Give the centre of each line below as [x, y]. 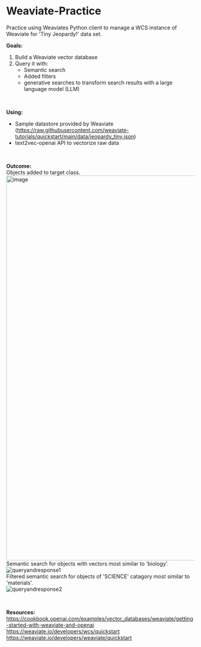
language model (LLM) [51, 89]
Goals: [14, 45]
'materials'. [20, 582]
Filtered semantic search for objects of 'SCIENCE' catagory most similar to [98, 576]
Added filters [40, 76]
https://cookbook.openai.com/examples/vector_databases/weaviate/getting [100, 618]
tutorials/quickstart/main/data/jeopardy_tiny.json [74, 136]
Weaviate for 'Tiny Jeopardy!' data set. [54, 34]
